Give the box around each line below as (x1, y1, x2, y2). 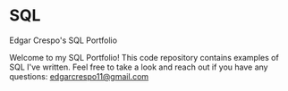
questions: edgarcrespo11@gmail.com (9, 70, 149, 81)
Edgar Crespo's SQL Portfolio (9, 35, 118, 45)
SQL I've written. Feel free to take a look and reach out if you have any (9, 62, 268, 72)
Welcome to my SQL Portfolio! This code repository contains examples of (9, 52, 279, 62)
